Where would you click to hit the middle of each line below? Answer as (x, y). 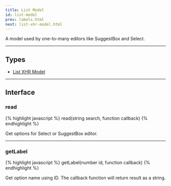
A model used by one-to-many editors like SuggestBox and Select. (75, 39)
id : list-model (21, 15)
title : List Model (25, 10)
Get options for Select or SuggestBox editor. (52, 134)
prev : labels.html (25, 19)
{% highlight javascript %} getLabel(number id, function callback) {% (78, 163)
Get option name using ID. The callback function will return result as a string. (85, 178)
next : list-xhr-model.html (34, 24)
